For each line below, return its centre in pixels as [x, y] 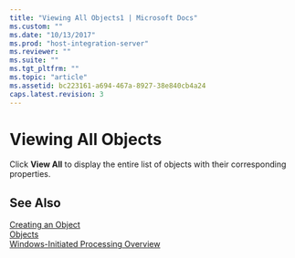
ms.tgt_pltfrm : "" [44, 69]
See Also [35, 203]
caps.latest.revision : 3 [57, 94]
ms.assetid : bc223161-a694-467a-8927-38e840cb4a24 [108, 86]
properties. [30, 174]
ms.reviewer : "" [40, 52]
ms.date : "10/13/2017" [53, 35]
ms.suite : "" [34, 60]
